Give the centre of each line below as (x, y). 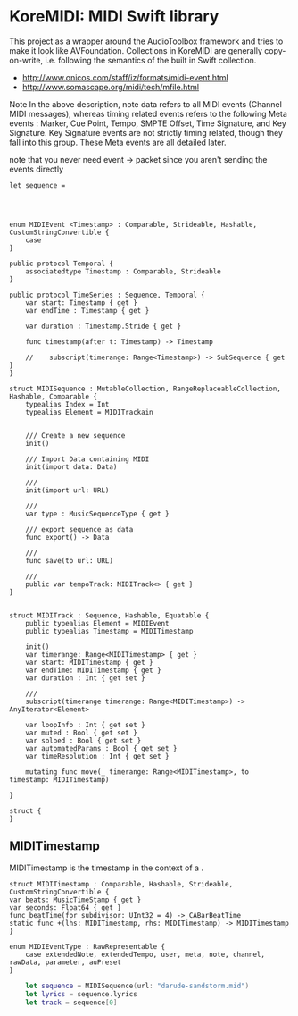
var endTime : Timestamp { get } (87, 310)
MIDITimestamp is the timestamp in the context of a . (106, 868)
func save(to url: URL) (70, 560)
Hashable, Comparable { (54, 396)
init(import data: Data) (71, 466)
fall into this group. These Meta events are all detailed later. (118, 142)
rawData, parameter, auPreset (66, 962)
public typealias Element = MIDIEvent (97, 623)
